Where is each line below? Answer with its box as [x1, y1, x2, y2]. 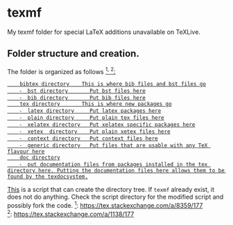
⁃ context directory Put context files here [19, 135, 158, 143]
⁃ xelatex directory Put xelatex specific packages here [19, 121, 196, 129]
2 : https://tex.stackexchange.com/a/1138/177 [7, 209, 135, 218]
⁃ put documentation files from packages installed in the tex [19, 161, 208, 168]
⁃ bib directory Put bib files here [19, 95, 146, 102]
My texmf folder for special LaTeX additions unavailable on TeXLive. [7, 28, 201, 36]
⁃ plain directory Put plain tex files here [19, 114, 164, 122]
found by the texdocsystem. [7, 173, 89, 181]
